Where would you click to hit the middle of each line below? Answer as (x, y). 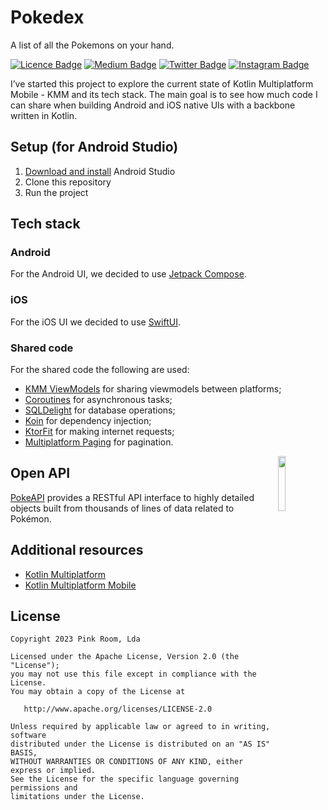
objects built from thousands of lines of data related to (122, 508)
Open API (40, 473)
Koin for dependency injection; (88, 421)
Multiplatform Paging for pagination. (99, 442)
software (28, 736)
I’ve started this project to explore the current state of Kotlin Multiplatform (162, 83)
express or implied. (53, 771)
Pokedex (47, 17)
